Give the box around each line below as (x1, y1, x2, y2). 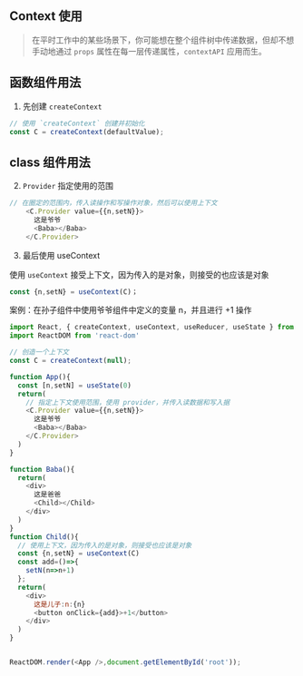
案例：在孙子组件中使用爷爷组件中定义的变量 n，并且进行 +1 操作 (9, 305, 252, 316)
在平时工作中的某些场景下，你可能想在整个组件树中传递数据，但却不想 (31, 34, 295, 45)
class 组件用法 (9, 154, 91, 170)
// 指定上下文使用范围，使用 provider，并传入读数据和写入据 (25, 397, 230, 407)
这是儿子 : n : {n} (33, 600, 86, 609)
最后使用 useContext (22, 250, 101, 260)
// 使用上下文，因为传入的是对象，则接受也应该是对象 (17, 541, 192, 550)
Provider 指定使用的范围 (22, 181, 114, 191)
